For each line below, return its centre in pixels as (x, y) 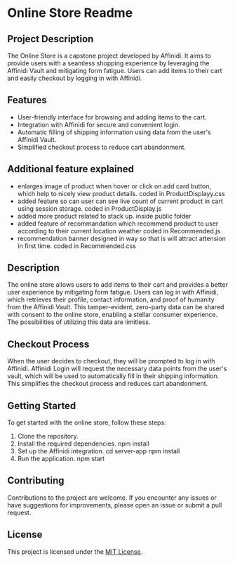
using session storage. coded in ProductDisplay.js (89, 208)
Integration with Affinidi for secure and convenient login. (99, 124)
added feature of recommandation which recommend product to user (118, 224)
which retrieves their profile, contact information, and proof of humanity (111, 299)
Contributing (36, 480)
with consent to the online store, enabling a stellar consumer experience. (113, 315)
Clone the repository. (48, 436)
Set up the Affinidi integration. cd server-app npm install (99, 451)
